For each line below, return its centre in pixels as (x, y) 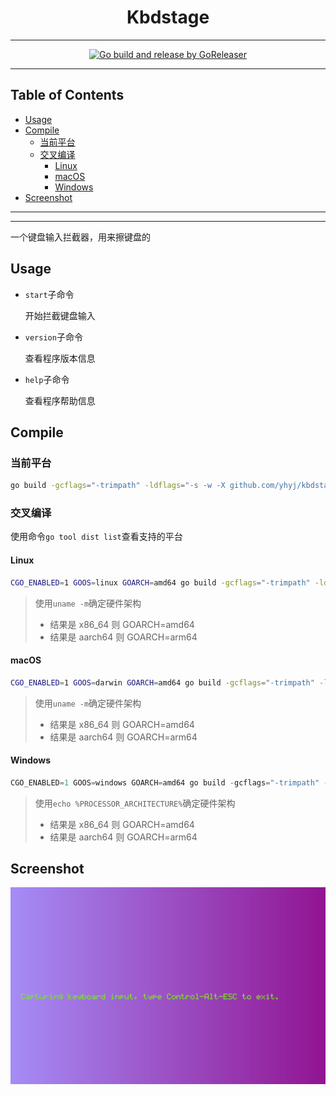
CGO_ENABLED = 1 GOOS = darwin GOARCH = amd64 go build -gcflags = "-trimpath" (162, 682)
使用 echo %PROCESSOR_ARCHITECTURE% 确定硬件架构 (135, 803)
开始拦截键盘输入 (60, 315)
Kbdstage (168, 17)
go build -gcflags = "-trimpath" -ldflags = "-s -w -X (118, 486)
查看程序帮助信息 (60, 400)
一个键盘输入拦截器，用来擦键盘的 (80, 237)
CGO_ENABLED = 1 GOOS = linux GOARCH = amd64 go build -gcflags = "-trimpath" (160, 582)
